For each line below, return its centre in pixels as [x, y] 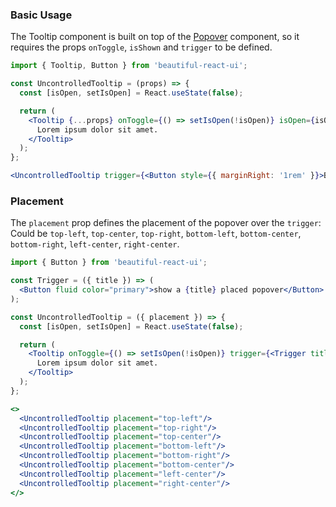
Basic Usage [41, 15]
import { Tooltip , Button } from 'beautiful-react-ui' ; [129, 66]
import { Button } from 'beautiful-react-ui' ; [109, 263]
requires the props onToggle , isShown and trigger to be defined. [141, 47]
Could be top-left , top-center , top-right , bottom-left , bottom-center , [156, 234]
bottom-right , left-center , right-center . [95, 244]
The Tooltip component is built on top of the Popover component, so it [155, 37]
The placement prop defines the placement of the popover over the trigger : [166, 223]
